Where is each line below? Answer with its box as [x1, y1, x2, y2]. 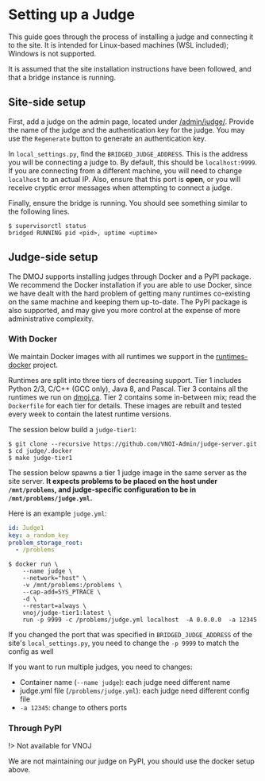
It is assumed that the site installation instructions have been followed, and [8, 64, 252, 73]
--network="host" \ [22, 574, 87, 582]
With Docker [8, 334, 58, 345]
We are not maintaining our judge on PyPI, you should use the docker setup [8, 756, 255, 766]
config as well [8, 647, 54, 656]
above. [8, 764, 31, 774]
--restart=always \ [22, 602, 87, 610]
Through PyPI [8, 723, 62, 734]
